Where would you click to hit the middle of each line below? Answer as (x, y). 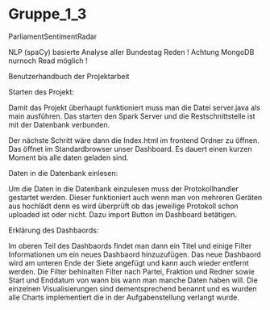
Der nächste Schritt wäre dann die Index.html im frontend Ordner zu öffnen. (134, 140)
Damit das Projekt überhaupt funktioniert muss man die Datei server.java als (134, 107)
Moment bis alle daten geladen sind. (69, 157)
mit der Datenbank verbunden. (59, 124)
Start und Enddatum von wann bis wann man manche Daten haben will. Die (133, 280)
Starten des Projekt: (42, 92)
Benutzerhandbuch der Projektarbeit (69, 76)
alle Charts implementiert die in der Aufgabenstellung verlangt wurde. (124, 297)
